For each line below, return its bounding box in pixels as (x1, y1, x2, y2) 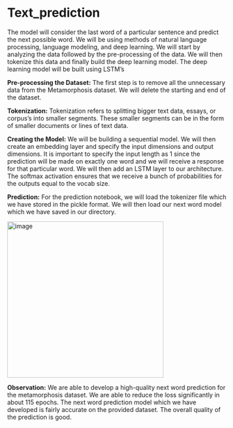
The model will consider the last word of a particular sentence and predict (7, 28, 219, 36)
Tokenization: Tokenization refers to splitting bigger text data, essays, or (7, 106, 216, 115)
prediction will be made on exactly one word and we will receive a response (7, 157, 225, 165)
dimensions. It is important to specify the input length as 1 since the (7, 150, 200, 158)
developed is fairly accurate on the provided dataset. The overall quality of (7, 405, 221, 413)
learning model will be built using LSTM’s (7, 65, 125, 73)
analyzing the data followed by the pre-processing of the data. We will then (7, 50, 223, 58)
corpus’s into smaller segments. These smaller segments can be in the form (7, 113, 225, 122)
